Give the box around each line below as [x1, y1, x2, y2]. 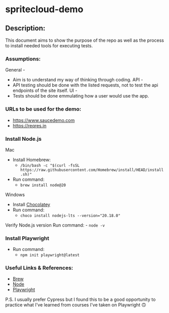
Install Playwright [5, 235, 49, 242]
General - [5, 67, 25, 73]
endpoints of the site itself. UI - [12, 87, 78, 93]
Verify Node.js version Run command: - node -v [5, 222, 105, 228]
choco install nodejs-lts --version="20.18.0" [20, 213, 121, 218]
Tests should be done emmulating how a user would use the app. [12, 93, 149, 99]
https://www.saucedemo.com [12, 117, 75, 123]
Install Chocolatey [12, 201, 51, 207]
